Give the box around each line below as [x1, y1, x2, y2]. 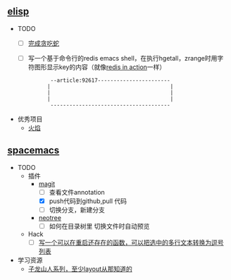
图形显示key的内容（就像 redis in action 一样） [34, 63, 166, 71]
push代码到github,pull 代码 [49, 197, 127, 205]
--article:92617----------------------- [50, 77, 170, 84]
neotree [38, 213, 62, 221]
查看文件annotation [49, 188, 106, 196]
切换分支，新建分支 [49, 205, 106, 214]
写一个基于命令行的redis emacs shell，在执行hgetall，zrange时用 [27, 54, 218, 62]
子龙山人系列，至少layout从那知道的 [27, 264, 132, 274]
